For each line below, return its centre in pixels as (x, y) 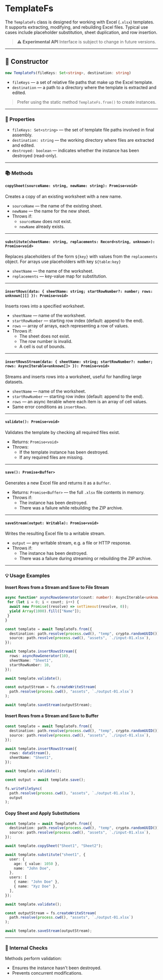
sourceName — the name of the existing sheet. (57, 206)
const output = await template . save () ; (45, 780)
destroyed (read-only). (35, 155)
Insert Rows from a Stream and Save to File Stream (57, 587)
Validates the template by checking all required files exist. (63, 432)
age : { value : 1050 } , (37, 864)
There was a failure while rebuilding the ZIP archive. (71, 508)
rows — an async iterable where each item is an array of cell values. (80, 401)
